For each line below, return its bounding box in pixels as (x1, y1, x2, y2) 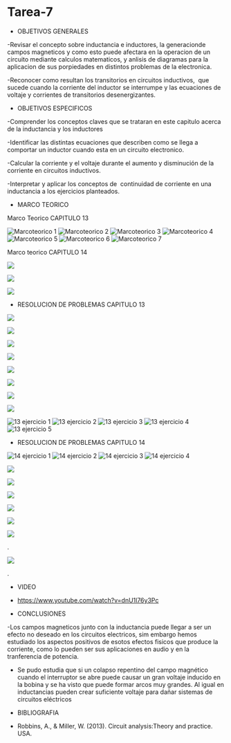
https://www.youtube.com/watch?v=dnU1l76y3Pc (17, 596, 159, 604)
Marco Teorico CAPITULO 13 (7, 214, 89, 222)
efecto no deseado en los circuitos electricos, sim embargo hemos (7, 630, 197, 639)
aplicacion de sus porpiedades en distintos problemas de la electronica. (7, 62, 212, 71)
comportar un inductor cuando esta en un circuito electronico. (7, 145, 185, 154)
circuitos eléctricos (17, 695, 72, 703)
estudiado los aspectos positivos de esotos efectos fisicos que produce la (7, 637, 219, 645)
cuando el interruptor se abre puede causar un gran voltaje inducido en (17, 672, 221, 681)
